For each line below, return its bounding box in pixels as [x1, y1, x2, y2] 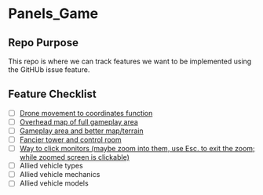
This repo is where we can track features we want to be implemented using [8, 56, 252, 66]
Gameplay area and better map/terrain [19, 126, 144, 135]
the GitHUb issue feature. [8, 65, 90, 74]
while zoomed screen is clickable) [19, 153, 130, 162]
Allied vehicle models [19, 179, 89, 188]
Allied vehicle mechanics [19, 170, 100, 179]
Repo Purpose [8, 36, 79, 49]
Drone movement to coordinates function [19, 108, 153, 117]
